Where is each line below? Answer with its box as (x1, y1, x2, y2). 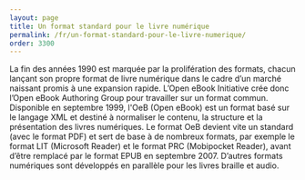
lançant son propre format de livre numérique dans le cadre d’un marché (9, 74, 282, 85)
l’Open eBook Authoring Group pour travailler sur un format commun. (9, 93, 269, 104)
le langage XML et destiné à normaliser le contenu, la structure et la (9, 112, 263, 123)
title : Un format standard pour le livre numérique (9, 22, 209, 31)
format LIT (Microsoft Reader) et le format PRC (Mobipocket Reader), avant (9, 141, 291, 152)
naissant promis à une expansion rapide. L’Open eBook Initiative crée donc (9, 83, 290, 94)
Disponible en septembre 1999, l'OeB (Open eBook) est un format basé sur (9, 102, 290, 114)
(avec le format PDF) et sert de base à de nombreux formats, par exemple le (9, 131, 296, 142)
